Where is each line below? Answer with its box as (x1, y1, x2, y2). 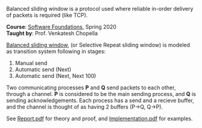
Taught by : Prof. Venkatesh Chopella (6, 30, 98, 37)
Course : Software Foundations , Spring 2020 (6, 24, 116, 30)
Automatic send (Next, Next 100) (14, 72, 96, 79)
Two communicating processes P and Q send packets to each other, (6, 84, 176, 91)
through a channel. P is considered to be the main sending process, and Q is (6, 91, 196, 97)
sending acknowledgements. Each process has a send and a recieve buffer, (6, 97, 194, 104)
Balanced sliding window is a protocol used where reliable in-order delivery (6, 5, 194, 12)
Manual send (14, 60, 48, 66)
